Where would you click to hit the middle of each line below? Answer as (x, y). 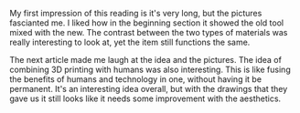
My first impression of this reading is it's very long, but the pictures (136, 13)
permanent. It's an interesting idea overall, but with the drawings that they (149, 89)
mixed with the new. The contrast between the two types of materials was (149, 32)
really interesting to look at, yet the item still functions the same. (130, 42)
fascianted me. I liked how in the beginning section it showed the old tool (147, 23)
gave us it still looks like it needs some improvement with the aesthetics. (145, 98)
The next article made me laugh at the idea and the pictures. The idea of (145, 60)
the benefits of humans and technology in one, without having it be (136, 79)
